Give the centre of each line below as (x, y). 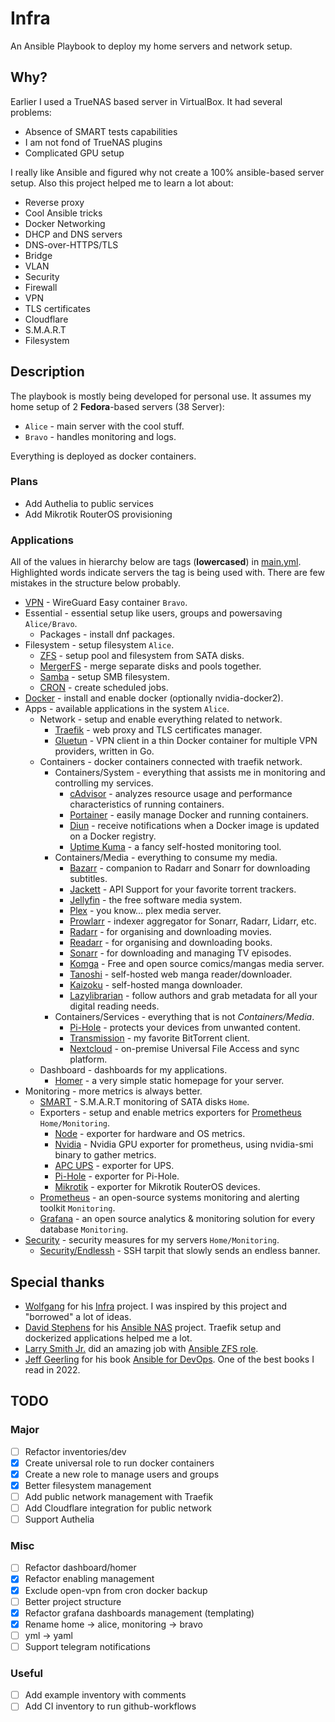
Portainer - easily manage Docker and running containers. (189, 815)
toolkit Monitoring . (77, 1208)
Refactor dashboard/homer (80, 1568)
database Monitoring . (84, 1229)
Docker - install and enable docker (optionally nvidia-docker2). (154, 698)
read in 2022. (52, 1369)
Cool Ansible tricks (63, 213)
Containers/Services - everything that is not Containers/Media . (184, 1017)
